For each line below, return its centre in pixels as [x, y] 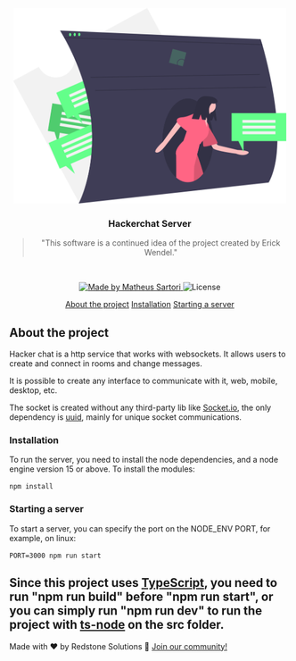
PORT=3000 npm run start [55, 556]
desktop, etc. [33, 390]
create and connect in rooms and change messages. [106, 364]
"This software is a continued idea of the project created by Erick [161, 243]
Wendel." [161, 253]
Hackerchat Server [150, 223]
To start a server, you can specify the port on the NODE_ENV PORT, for [140, 528]
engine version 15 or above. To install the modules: [103, 469]
